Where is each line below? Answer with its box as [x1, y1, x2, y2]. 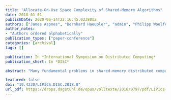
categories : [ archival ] [5, 41, 56, 46]
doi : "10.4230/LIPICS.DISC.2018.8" [5, 82, 81, 87]
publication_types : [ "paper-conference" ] [5, 36, 95, 41]
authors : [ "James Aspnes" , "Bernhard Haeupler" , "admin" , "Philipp [5, 21, 152, 27]
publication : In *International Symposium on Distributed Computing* [5, 54, 156, 59]
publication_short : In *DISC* [5, 59, 70, 64]
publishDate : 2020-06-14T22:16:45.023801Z [5, 17, 97, 22]
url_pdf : [5, 87, 24, 92]
